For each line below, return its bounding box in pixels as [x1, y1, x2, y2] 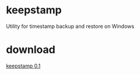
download [6, 43, 55, 56]
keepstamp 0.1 [6, 62, 41, 69]
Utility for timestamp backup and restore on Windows [6, 23, 135, 30]
